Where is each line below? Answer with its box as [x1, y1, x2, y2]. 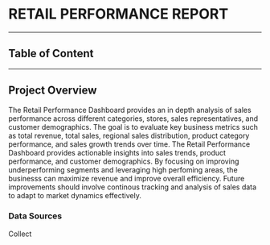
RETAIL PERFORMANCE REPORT [8, 5, 229, 23]
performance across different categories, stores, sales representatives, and [8, 114, 259, 123]
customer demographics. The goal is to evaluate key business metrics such [8, 122, 259, 131]
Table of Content [8, 47, 94, 60]
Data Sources [8, 210, 63, 222]
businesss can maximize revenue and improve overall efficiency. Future [8, 173, 245, 183]
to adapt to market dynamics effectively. [8, 190, 142, 200]
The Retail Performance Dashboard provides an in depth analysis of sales [8, 105, 252, 114]
